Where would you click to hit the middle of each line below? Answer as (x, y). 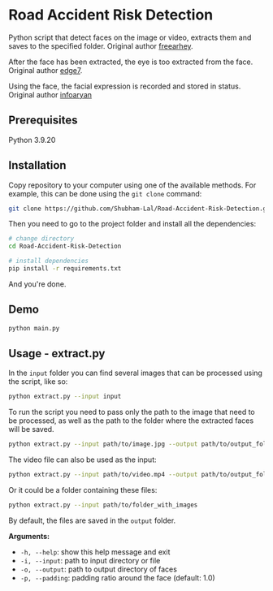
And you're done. (37, 284)
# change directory (41, 239)
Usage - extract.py (57, 354)
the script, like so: (38, 382)
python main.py (34, 328)
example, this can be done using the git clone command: (105, 193)
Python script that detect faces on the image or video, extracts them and (130, 37)
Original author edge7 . (45, 70)
